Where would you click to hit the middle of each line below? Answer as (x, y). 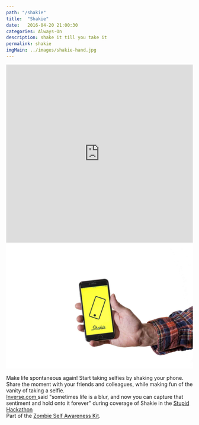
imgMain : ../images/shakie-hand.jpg (51, 50)
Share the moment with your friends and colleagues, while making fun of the (99, 384)
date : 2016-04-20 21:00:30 (42, 25)
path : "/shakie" (26, 12)
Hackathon (20, 409)
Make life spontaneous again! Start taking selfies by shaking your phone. (95, 378)
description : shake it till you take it (57, 38)
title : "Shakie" (28, 19)
